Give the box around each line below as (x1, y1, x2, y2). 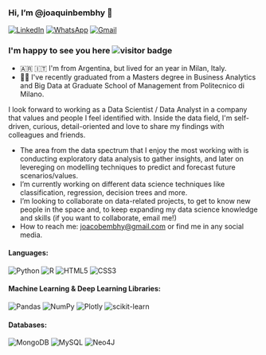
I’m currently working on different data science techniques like (19, 179, 225, 189)
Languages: (8, 248, 49, 258)
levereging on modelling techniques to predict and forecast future (19, 162, 237, 172)
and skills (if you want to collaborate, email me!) (19, 213, 177, 222)
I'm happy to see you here (8, 45, 111, 57)
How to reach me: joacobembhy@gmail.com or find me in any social (19, 221, 244, 231)
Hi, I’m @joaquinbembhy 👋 (8, 7, 113, 18)
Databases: (8, 320, 48, 330)
